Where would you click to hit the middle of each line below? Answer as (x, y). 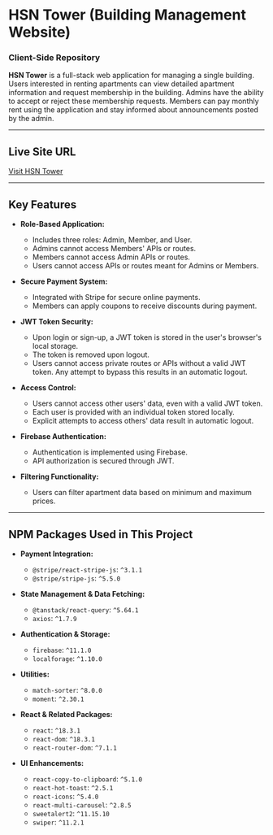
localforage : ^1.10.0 (67, 658)
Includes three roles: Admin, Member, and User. (112, 240)
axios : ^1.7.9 (54, 618)
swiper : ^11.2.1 (58, 822)
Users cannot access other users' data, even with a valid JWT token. (147, 403)
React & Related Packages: (66, 714)
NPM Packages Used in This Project (101, 534)
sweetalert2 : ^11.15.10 (71, 813)
